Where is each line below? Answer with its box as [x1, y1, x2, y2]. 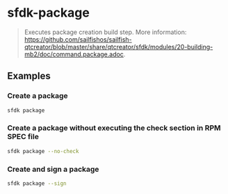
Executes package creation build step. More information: [24, 28, 187, 36]
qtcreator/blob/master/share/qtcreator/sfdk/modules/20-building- [24, 42, 213, 51]
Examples [7, 70, 51, 82]
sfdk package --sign [7, 179, 67, 187]
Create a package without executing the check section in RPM [7, 123, 221, 133]
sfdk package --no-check [7, 147, 79, 154]
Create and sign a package [7, 164, 99, 174]
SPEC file [7, 132, 40, 142]
